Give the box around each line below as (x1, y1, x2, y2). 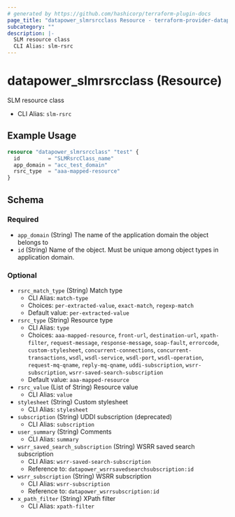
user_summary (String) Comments (17, 427, 112, 436)
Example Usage (7, 130, 77, 142)
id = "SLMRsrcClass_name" (13, 155, 114, 162)
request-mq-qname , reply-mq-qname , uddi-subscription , (27, 361, 185, 369)
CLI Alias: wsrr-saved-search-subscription (27, 458, 151, 466)
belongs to (17, 238, 49, 246)
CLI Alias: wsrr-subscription (27, 480, 111, 488)
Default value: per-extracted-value (27, 309, 129, 317)
